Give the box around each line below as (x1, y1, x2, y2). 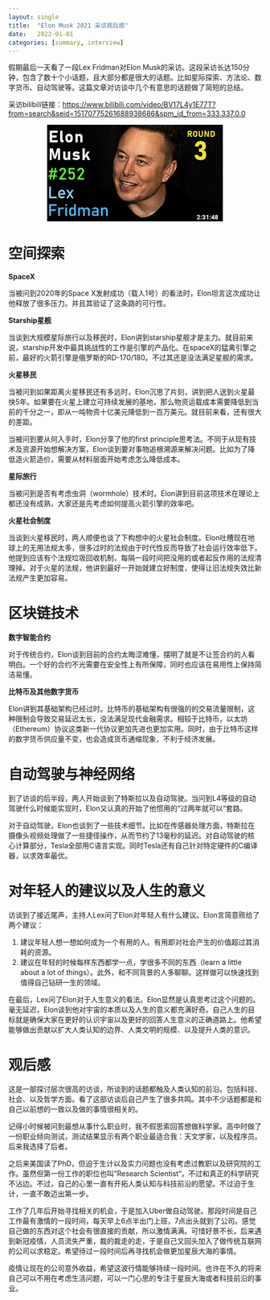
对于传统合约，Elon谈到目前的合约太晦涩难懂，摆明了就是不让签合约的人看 (8, 650, 256, 659)
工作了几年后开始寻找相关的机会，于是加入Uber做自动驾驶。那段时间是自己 (8, 1206, 257, 1215)
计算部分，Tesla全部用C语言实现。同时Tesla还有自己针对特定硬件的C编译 (14, 841, 258, 851)
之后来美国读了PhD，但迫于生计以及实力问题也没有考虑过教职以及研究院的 (8, 1158, 255, 1168)
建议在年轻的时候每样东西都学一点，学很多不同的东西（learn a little (19, 958, 243, 967)
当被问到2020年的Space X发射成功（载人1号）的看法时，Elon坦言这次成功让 (8, 288, 261, 298)
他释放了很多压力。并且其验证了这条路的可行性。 (8, 299, 170, 308)
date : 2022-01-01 (8, 30, 74, 38)
